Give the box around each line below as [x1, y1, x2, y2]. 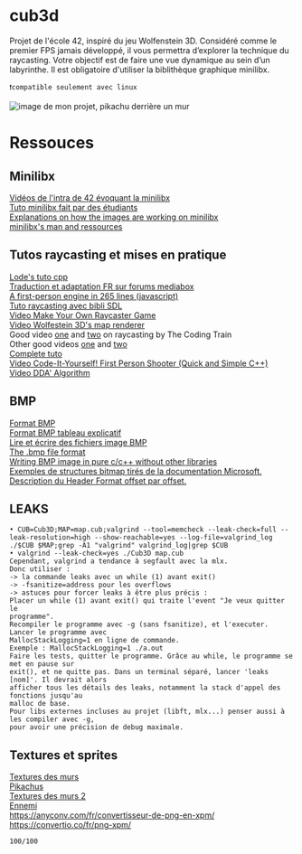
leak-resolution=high [9, 533, 91, 542]
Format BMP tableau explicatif [9, 427, 122, 438]
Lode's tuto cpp [9, 271, 69, 282]
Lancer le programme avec [9, 628, 107, 637]
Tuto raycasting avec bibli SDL [9, 300, 123, 311]
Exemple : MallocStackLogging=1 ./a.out [9, 643, 165, 653]
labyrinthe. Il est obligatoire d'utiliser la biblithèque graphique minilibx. [9, 64, 270, 75]
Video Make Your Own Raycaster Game [9, 309, 156, 321]
